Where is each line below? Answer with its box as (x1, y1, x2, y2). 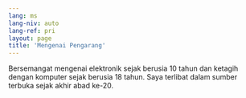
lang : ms (8, 11, 38, 20)
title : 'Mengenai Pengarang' (8, 42, 106, 50)
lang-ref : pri (8, 27, 56, 35)
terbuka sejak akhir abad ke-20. (8, 81, 114, 91)
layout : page (8, 34, 52, 43)
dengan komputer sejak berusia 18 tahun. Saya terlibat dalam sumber (8, 72, 238, 82)
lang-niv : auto (8, 19, 59, 27)
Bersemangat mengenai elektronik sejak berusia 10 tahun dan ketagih (8, 63, 239, 73)
